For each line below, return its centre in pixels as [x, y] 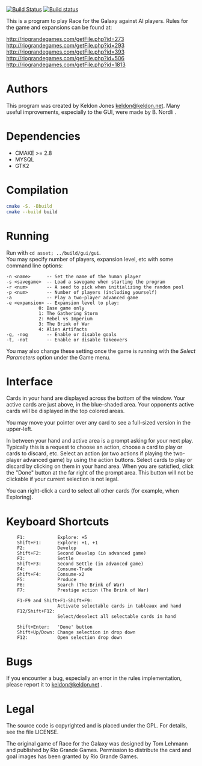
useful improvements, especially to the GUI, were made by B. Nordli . [91, 112]
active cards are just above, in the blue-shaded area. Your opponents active [100, 405]
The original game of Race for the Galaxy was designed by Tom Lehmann [97, 744]
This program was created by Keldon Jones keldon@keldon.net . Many [93, 105]
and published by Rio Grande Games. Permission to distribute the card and [99, 750]
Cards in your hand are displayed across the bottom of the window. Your [96, 398]
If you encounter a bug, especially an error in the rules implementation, [94, 678]
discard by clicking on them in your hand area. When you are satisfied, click [100, 466]
